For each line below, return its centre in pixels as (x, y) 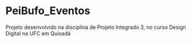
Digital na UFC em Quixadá (38, 33)
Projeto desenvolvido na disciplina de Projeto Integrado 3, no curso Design (96, 27)
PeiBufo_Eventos (48, 11)
